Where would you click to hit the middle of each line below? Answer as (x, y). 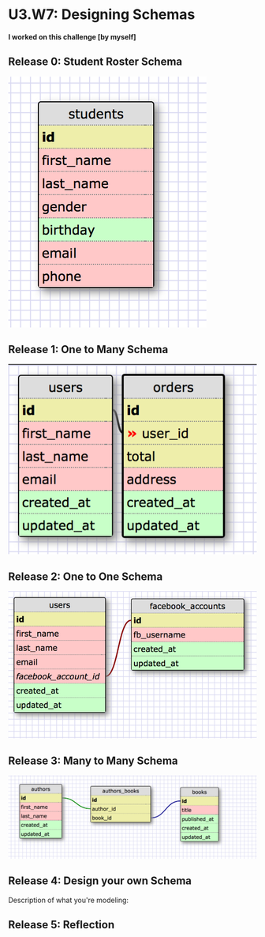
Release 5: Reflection (62, 925)
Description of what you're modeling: (68, 900)
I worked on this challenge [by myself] (72, 36)
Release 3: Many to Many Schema (93, 760)
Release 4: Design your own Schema (100, 881)
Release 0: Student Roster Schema (95, 62)
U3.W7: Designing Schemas (102, 15)
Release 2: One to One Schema (86, 576)
